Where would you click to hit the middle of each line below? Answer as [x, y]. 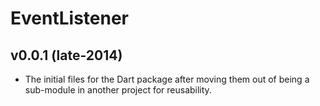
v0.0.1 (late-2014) [66, 55]
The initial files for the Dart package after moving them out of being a [167, 79]
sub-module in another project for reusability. [118, 90]
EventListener [69, 18]
